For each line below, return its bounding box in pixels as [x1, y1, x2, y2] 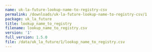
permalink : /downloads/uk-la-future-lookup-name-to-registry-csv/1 [5, 12, 148, 17]
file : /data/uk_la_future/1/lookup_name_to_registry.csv [5, 40, 125, 45]
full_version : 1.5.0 [5, 35, 48, 40]
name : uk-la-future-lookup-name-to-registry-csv [5, 7, 107, 12]
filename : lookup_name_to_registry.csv [5, 26, 88, 31]
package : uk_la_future [5, 16, 52, 21]
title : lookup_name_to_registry [5, 21, 72, 26]
